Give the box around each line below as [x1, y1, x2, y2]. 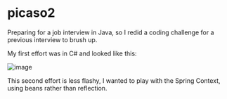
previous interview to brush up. [7, 35, 98, 44]
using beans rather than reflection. [7, 84, 108, 92]
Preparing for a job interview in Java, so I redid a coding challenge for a [7, 28, 214, 37]
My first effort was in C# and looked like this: [7, 49, 137, 58]
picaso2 [7, 5, 56, 21]
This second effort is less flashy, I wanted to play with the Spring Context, [7, 76, 221, 85]
